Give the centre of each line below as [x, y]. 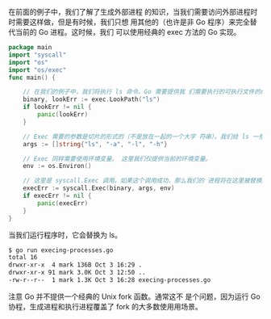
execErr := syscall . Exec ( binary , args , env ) [99, 188]
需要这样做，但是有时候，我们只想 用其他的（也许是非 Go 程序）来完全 [132, 22]
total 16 [23, 258]
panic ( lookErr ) [63, 115]
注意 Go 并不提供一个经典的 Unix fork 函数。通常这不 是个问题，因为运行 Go [134, 296]
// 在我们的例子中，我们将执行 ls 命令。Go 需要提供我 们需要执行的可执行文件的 [142, 92]
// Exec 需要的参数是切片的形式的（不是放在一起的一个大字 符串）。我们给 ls [136, 136]
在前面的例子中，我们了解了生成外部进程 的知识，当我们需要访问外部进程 [129, 12]
